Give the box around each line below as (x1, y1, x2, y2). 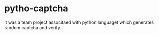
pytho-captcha (4, 3, 68, 14)
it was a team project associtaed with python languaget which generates (4, 19, 154, 25)
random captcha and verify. (4, 24, 62, 30)
